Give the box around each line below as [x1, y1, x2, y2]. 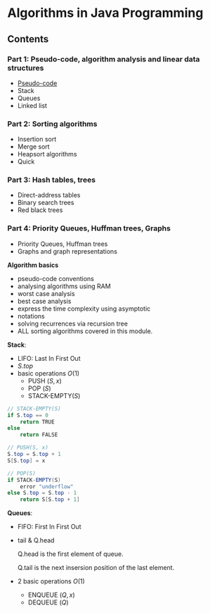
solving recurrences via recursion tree [17, 319, 129, 328]
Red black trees [17, 206, 63, 214]
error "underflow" [20, 483, 74, 490]
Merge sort [17, 142, 51, 151]
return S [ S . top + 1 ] [20, 496, 80, 503]
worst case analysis [17, 289, 75, 297]
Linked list [17, 101, 48, 110]
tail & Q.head [17, 536, 55, 545]
